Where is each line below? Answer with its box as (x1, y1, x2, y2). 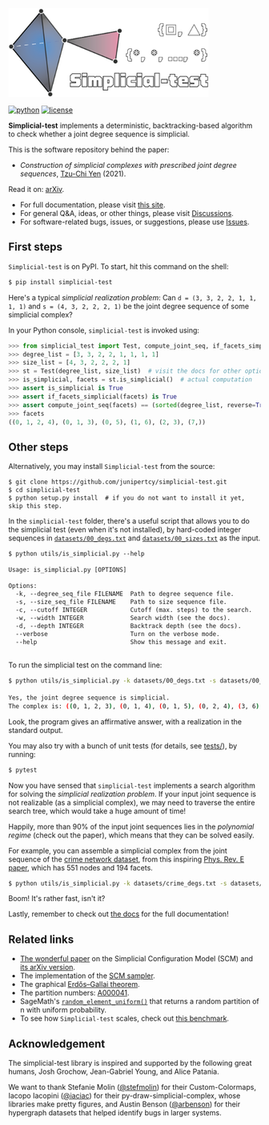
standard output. (8, 725, 63, 735)
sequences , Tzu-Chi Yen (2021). (19, 169, 126, 178)
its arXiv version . (19, 963, 76, 972)
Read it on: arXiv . (8, 184, 65, 194)
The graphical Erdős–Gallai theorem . (19, 980, 140, 989)
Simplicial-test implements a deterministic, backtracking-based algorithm (8, 120, 253, 130)
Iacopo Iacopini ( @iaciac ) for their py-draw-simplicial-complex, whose (8, 1091, 241, 1101)
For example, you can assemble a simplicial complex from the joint (8, 846, 228, 855)
